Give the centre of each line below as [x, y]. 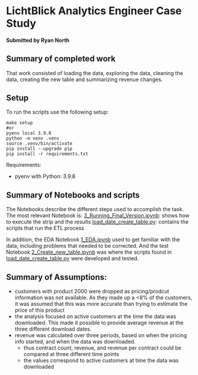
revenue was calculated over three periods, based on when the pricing [101, 335]
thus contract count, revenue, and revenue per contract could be [102, 348]
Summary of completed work [61, 59]
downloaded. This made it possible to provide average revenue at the [99, 323]
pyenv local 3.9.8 [29, 133]
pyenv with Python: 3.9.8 [45, 176]
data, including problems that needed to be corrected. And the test [87, 246]
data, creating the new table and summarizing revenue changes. [85, 79]
